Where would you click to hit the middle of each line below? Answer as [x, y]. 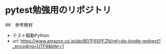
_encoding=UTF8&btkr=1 [38, 46]
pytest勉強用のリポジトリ [58, 10]
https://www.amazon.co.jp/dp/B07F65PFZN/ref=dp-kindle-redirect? [90, 41]
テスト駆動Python [31, 35]
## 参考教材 [19, 25]
